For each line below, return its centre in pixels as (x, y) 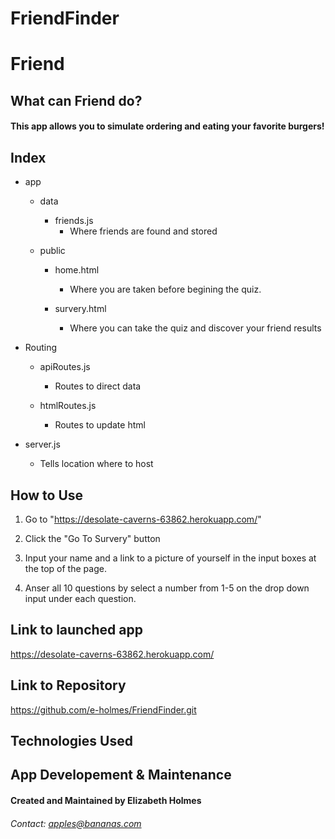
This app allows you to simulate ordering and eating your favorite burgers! (167, 126)
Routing (41, 348)
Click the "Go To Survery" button (92, 538)
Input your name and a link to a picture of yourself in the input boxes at (170, 558)
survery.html (80, 309)
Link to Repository (68, 685)
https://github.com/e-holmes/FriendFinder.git (103, 709)
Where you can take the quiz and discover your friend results (195, 328)
